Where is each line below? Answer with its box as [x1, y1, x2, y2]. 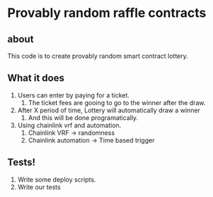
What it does [7, 72, 65, 84]
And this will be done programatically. [28, 113, 139, 121]
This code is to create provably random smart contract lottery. [7, 52, 189, 60]
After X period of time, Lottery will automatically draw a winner [17, 106, 200, 114]
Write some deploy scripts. [17, 175, 96, 184]
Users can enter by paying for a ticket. [17, 90, 129, 100]
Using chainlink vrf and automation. [17, 121, 122, 129]
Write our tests [17, 182, 62, 191]
